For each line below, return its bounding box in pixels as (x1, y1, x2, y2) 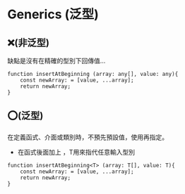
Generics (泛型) (7, 6, 99, 22)
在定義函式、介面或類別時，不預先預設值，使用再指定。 (7, 133, 168, 141)
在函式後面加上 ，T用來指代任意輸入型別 (17, 148, 136, 156)
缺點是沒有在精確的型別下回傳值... (7, 57, 106, 65)
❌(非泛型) (7, 37, 49, 48)
